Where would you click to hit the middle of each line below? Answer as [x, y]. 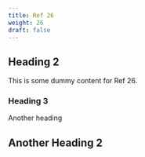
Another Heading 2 [56, 142]
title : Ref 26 [31, 15]
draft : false [29, 30]
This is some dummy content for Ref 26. [73, 81]
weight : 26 [26, 23]
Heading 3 [28, 101]
